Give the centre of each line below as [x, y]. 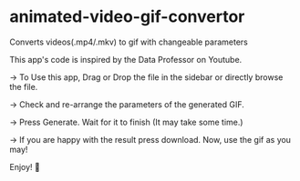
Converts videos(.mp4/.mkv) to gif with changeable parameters [129, 42]
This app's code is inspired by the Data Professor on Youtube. [126, 59]
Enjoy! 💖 [25, 166]
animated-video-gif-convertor [127, 17]
